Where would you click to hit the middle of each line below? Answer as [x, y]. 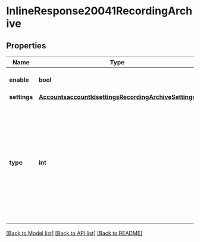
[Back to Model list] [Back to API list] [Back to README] [74, 233]
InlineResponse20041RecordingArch [99, 11]
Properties [26, 46]
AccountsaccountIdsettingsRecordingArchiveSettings [117, 97]
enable [19, 80]
